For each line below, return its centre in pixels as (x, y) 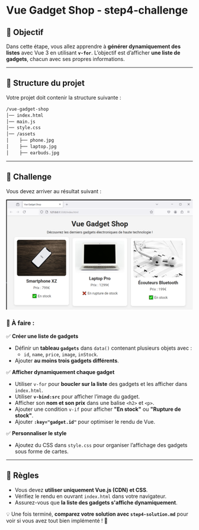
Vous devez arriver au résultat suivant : (54, 191)
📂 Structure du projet (45, 83)
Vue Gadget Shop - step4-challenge (97, 10)
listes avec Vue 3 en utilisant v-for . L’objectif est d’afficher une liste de (93, 53)
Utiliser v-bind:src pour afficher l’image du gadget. (77, 396)
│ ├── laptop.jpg (32, 147)
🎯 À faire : (20, 323)
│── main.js (21, 122)
